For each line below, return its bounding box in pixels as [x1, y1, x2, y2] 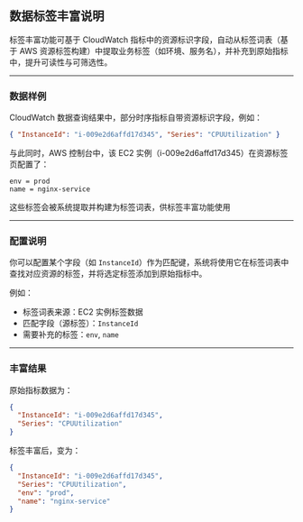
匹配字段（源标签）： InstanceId [22, 318, 139, 329]
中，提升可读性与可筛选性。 [9, 57, 113, 68]
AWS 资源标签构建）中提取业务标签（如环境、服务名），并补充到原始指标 [19, 45, 289, 56]
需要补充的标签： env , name [22, 329, 119, 340]
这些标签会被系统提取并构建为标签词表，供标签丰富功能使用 [9, 201, 231, 212]
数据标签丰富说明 [9, 8, 105, 24]
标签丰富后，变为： [9, 445, 81, 456]
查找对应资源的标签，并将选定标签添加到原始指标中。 [9, 269, 207, 279]
